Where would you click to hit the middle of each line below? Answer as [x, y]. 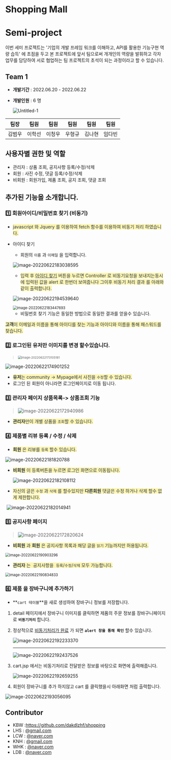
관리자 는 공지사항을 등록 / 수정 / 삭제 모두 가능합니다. [63, 565]
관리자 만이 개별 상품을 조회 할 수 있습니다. [53, 422]
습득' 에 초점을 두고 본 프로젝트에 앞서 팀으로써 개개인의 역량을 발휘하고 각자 [86, 54]
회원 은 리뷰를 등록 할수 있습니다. [45, 450]
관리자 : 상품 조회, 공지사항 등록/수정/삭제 [54, 167]
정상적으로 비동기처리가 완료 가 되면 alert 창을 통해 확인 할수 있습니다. [82, 630]
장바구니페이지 [151, 613]
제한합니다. [29, 497]
